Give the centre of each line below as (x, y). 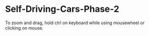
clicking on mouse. (24, 28)
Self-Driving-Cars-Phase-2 (62, 9)
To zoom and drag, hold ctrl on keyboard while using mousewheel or (75, 23)
